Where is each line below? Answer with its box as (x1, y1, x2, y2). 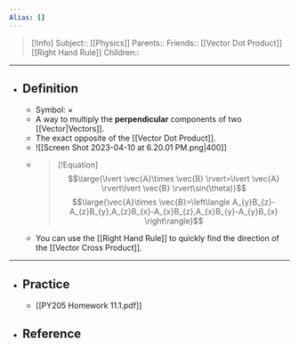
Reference (21, 326, 82, 341)
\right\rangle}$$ (143, 215, 204, 227)
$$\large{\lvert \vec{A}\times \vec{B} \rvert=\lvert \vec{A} (68, 173, 280, 184)
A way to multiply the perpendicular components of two (35, 114, 242, 125)
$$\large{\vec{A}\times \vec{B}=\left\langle (71, 197, 231, 207)
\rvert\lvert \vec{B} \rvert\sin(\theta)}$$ (101, 183, 246, 194)
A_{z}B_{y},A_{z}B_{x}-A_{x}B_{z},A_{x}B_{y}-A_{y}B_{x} (69, 206, 279, 217)
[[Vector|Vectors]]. (35, 124, 105, 134)
